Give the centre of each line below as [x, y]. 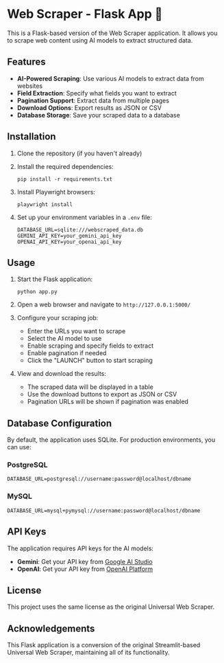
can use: [20, 447]
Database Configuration [60, 423]
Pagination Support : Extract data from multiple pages [93, 100]
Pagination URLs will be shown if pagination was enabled [108, 402]
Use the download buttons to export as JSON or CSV [102, 394]
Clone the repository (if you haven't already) [79, 153]
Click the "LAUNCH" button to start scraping [90, 361]
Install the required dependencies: [65, 166]
